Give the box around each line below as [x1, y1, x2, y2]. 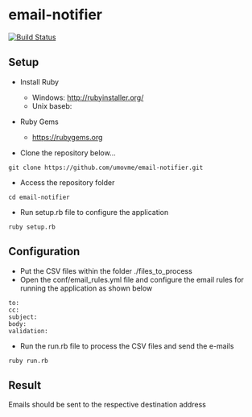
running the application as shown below [19, 283, 153, 293]
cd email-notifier [8, 193, 70, 201]
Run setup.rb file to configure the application [19, 207, 169, 217]
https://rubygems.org [31, 132, 103, 142]
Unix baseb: [31, 101, 72, 110]
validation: [8, 327, 48, 335]
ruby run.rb [8, 357, 48, 365]
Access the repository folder [19, 177, 115, 187]
